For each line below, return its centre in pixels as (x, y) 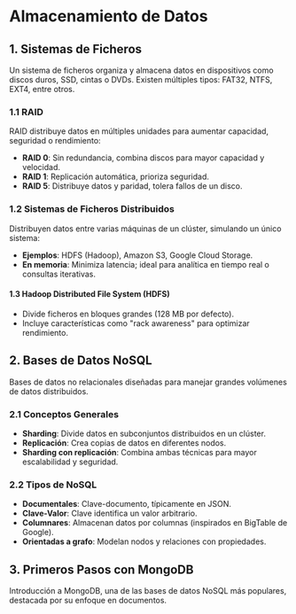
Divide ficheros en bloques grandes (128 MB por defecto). (128, 314)
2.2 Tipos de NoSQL (53, 485)
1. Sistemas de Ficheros (76, 49)
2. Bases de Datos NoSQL (81, 361)
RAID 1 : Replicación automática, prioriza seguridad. (116, 177)
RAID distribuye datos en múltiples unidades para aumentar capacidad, (139, 131)
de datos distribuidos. (49, 391)
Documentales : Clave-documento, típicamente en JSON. (127, 504)
